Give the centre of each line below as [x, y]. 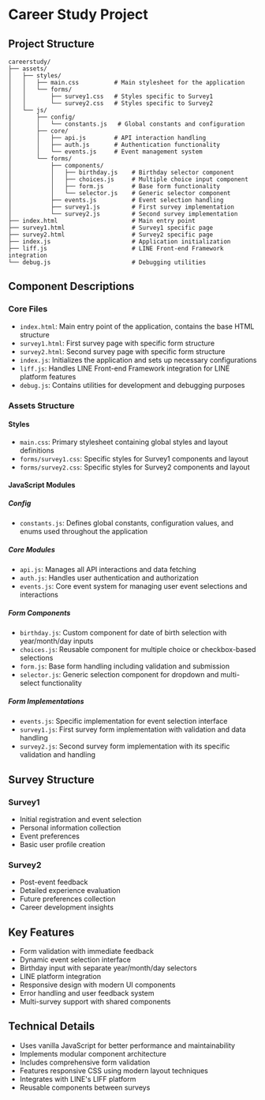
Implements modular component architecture [93, 1053]
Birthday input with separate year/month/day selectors [108, 968]
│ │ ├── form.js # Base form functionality [114, 186]
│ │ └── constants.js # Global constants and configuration [127, 124]
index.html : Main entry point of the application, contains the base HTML [137, 326]
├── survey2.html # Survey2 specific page [111, 235]
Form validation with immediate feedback [87, 951]
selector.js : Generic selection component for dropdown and [119, 675]
